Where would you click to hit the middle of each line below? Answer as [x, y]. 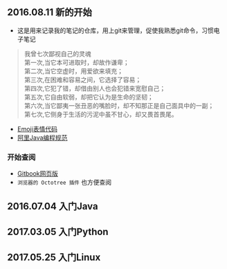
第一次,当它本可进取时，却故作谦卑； [76, 62]
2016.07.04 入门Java [53, 206]
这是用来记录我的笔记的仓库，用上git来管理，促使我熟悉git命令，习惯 [115, 30]
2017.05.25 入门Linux [54, 258]
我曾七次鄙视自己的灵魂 [57, 53]
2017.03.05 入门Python [58, 231]
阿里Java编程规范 [42, 138]
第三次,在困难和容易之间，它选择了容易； [83, 80]
